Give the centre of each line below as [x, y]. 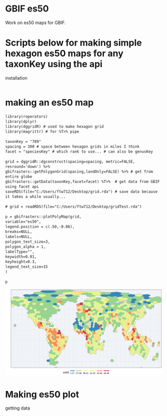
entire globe [19, 176]
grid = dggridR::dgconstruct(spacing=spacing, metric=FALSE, [70, 161]
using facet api [22, 186]
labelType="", [20, 252]
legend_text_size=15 [27, 267]
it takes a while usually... [35, 196]
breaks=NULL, [19, 232]
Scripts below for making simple [73, 43]
